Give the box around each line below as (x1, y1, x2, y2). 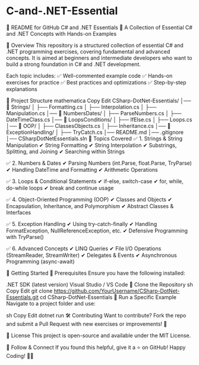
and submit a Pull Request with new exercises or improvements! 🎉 (6, 320, 168, 328)
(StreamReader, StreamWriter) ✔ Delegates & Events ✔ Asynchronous (6, 251, 177, 259)
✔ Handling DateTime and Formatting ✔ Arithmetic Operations (6, 166, 159, 173)
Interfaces (6, 209, 31, 216)
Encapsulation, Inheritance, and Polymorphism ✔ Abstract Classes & (6, 202, 174, 209)
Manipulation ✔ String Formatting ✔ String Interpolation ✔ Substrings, (6, 141, 177, 149)
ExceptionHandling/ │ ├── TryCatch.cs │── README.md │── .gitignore (6, 128, 184, 136)
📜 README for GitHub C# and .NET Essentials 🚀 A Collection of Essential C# (6, 24, 193, 31)
